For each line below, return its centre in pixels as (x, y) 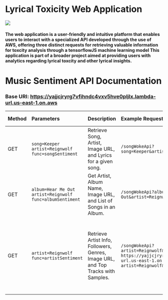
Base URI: (17, 96)
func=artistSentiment (57, 258)
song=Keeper (46, 144)
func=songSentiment (55, 154)
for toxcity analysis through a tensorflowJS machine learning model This (82, 50)
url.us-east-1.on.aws (31, 102)
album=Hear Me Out (53, 190)
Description (102, 119)
